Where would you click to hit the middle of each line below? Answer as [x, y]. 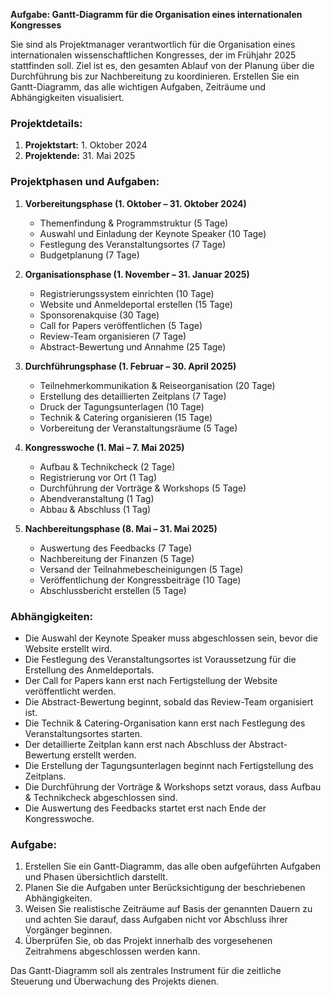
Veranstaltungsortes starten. [83, 733]
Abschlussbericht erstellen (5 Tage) [113, 590]
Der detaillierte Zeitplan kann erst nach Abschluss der [135, 744]
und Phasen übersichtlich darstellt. [96, 877]
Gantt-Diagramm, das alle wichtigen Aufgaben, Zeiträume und [138, 87]
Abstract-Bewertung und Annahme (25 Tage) [133, 346]
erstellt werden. [104, 755]
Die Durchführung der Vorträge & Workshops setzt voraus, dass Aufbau [173, 786]
